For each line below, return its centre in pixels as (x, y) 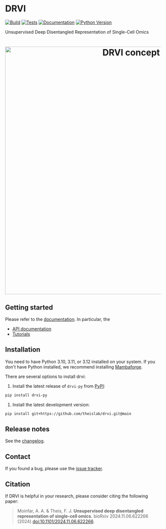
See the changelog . (25, 441)
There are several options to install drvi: (45, 376)
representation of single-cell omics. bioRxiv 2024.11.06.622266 (83, 516)
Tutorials (21, 334)
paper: (12, 501)
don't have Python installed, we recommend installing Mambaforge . (74, 367)
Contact (18, 456)
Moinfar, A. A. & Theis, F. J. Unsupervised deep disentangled (80, 511)
